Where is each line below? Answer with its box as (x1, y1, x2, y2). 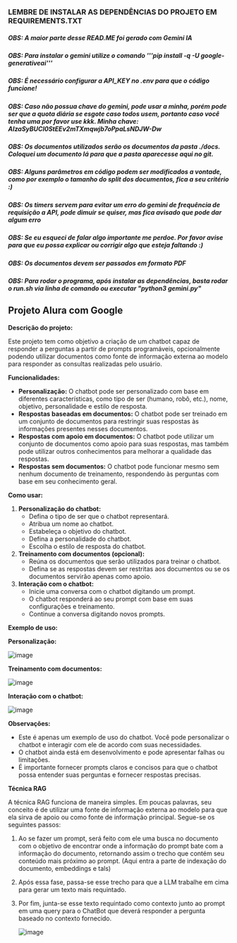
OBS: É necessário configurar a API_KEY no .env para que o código (8, 76, 210, 85)
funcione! (8, 84, 37, 93)
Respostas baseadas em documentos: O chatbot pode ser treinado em (18, 409, 228, 418)
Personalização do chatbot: (18, 504, 102, 512)
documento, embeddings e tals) (18, 864, 111, 872)
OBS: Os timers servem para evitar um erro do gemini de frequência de (8, 200, 221, 209)
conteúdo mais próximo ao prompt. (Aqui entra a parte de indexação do (18, 856, 226, 865)
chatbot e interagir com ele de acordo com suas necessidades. (18, 740, 202, 749)
